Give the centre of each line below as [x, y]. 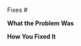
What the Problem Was [40, 23]
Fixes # [18, 10]
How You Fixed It [32, 36]
